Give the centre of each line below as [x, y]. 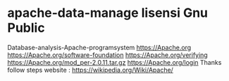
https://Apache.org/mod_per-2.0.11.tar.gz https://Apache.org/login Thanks [114, 62]
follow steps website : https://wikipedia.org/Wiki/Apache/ [91, 70]
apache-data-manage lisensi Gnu [108, 13]
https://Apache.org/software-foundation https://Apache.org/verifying [107, 55]
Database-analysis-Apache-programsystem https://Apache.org [99, 47]
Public [26, 28]
